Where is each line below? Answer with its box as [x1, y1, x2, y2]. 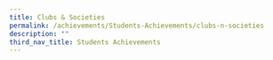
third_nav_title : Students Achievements [9, 37, 162, 47]
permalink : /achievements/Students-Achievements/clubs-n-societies [9, 21, 265, 30]
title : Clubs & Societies [9, 12, 105, 22]
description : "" [9, 29, 69, 38]
